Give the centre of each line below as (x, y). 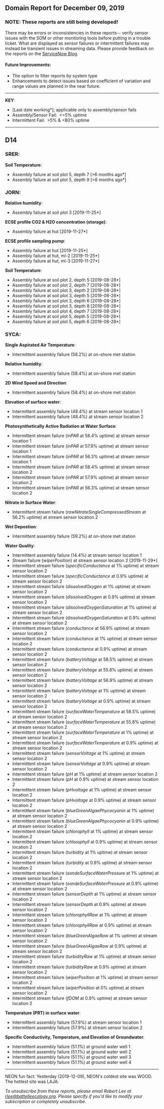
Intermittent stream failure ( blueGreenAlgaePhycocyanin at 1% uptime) (83, 811)
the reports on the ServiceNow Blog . (42, 53)
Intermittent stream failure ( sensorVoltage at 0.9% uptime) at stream (81, 764)
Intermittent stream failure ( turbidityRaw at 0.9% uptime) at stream (79, 967)
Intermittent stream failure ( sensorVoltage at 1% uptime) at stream (79, 753)
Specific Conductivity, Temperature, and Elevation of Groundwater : (75, 1037)
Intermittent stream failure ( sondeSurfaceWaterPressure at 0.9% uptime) (85, 884)
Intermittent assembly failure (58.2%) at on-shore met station (74, 355)
